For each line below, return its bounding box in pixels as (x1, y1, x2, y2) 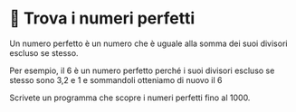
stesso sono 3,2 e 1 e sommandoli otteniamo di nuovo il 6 (9, 74, 223, 85)
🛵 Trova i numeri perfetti (9, 8, 196, 29)
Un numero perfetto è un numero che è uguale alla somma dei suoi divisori (9, 38, 288, 49)
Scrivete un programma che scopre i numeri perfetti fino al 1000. (9, 92, 251, 103)
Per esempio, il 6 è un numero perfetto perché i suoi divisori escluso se (9, 65, 275, 76)
